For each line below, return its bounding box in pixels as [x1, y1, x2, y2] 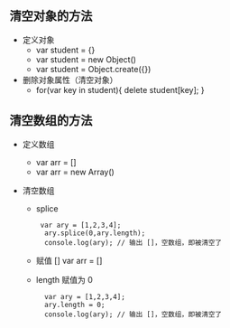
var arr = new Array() [35, 166, 115, 177]
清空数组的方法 [9, 113, 93, 128]
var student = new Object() [35, 53, 137, 65]
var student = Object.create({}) [35, 63, 152, 74]
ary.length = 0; [43, 300, 106, 309]
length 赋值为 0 [35, 274, 93, 285]
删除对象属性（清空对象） [22, 74, 118, 85]
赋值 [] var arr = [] [35, 255, 103, 266]
